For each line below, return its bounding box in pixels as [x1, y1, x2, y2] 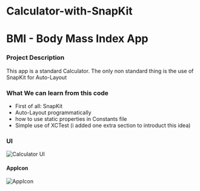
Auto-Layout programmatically [15, 109, 92, 116]
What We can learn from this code [6, 89, 109, 97]
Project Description [6, 53, 65, 62]
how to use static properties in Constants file [15, 115, 127, 122]
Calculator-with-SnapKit [6, 4, 133, 18]
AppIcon [6, 164, 28, 172]
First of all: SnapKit [15, 102, 63, 109]
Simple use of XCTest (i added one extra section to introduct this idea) [15, 121, 191, 129]
